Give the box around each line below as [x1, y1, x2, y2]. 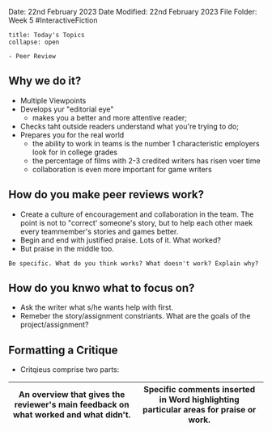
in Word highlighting [159, 394, 240, 405]
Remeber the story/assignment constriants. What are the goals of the [19, 311, 251, 321]
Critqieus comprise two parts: [19, 365, 120, 374]
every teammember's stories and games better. [19, 226, 179, 236]
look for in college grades [32, 147, 118, 157]
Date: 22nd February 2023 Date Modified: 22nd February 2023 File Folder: [8, 7, 257, 16]
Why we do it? [8, 74, 82, 88]
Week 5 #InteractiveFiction [8, 15, 98, 25]
